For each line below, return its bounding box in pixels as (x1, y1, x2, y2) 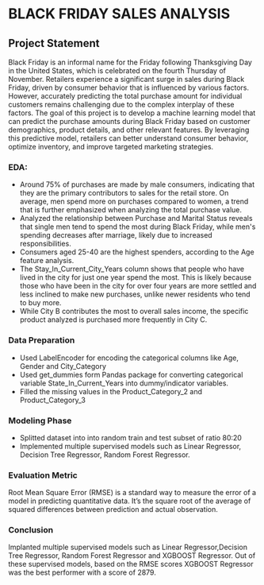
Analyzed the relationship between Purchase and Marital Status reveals (19, 214, 253, 223)
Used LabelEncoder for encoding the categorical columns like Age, (19, 353, 239, 362)
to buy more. (19, 298, 62, 308)
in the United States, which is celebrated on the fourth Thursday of (8, 66, 226, 76)
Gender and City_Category (19, 361, 107, 370)
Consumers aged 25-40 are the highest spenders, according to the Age (19, 247, 255, 257)
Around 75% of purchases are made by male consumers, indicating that (19, 180, 255, 189)
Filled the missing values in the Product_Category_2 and (19, 386, 202, 396)
